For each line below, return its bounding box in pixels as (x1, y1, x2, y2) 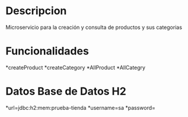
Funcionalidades (5, 44, 90, 58)
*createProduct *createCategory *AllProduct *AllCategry (5, 64, 146, 71)
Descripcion (5, 4, 67, 18)
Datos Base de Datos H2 (5, 84, 127, 98)
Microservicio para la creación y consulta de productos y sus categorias (5, 24, 182, 31)
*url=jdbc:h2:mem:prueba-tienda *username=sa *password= (5, 104, 155, 111)
